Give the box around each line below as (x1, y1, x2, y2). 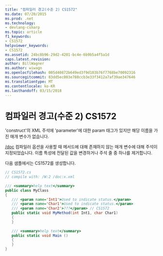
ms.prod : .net (5, 16, 34, 21)
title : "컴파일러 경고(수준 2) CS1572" (5, 7, 78, 12)
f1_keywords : (5, 34, 32, 39)
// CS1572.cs (5, 170, 32, 175)
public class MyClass (5, 188, 49, 193)
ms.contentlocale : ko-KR (5, 83, 55, 89)
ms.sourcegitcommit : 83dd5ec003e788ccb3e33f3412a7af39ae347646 (5, 75, 136, 80)
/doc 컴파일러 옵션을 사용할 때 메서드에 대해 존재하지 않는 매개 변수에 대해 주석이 (5, 144, 158, 150)
